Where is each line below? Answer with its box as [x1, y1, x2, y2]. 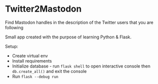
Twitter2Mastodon [5, 3, 82, 15]
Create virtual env [12, 52, 48, 59]
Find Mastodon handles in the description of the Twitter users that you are [5, 19, 154, 25]
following [5, 24, 23, 30]
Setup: [5, 43, 18, 49]
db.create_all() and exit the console [12, 68, 87, 74]
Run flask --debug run [12, 73, 58, 79]
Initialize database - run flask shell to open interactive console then [12, 63, 151, 69]
